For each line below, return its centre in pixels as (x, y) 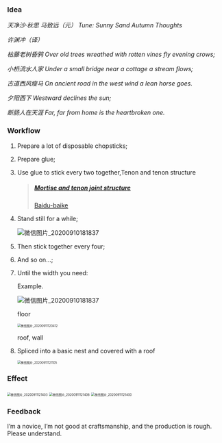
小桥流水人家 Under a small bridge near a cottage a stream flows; (100, 69)
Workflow (24, 131)
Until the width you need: (52, 273)
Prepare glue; (36, 159)
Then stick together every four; (61, 246)
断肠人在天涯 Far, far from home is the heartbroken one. (86, 113)
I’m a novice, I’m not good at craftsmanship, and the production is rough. (110, 427)
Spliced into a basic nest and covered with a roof (86, 351)
